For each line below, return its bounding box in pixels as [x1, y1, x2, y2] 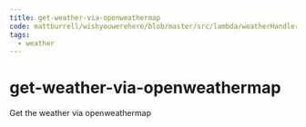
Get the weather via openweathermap [9, 108, 152, 119]
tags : [9, 30, 30, 39]
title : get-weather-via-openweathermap [9, 13, 161, 23]
